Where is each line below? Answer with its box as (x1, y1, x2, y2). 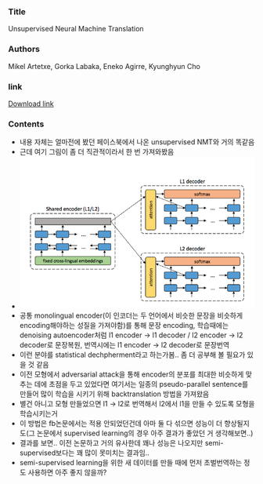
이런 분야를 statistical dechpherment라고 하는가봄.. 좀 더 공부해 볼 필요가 (19, 350, 246, 359)
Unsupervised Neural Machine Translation (8, 24, 144, 34)
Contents (8, 118, 45, 129)
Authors (8, 44, 41, 55)
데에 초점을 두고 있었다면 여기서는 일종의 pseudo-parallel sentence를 (34, 379, 249, 388)
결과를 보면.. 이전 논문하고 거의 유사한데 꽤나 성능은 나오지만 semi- (19, 438, 224, 447)
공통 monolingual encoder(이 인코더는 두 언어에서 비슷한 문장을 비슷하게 (19, 311, 243, 320)
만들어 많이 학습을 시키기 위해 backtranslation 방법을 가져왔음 (19, 389, 210, 398)
